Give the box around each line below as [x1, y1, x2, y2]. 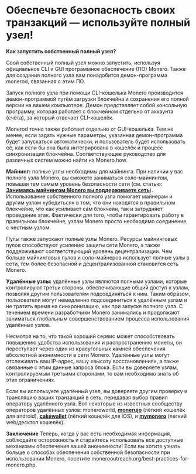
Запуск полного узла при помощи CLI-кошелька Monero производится [6, 89, 183, 96]
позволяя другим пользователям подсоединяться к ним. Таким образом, [6, 290, 191, 297]
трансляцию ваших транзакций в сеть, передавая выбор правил [6, 394, 168, 401]
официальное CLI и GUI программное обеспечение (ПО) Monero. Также [6, 65, 186, 72]
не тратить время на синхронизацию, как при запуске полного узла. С [6, 302, 183, 309]
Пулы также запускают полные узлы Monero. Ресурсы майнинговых [6, 235, 177, 242]
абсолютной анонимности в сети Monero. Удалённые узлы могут [6, 351, 170, 358]
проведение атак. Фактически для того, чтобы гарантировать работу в [6, 212, 184, 219]
